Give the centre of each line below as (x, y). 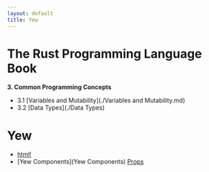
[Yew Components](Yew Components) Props (80, 162)
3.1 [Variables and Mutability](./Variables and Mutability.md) (101, 101)
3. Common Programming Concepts (59, 87)
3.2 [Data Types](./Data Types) (61, 108)
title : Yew (23, 20)
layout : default (30, 13)
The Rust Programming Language (104, 54)
